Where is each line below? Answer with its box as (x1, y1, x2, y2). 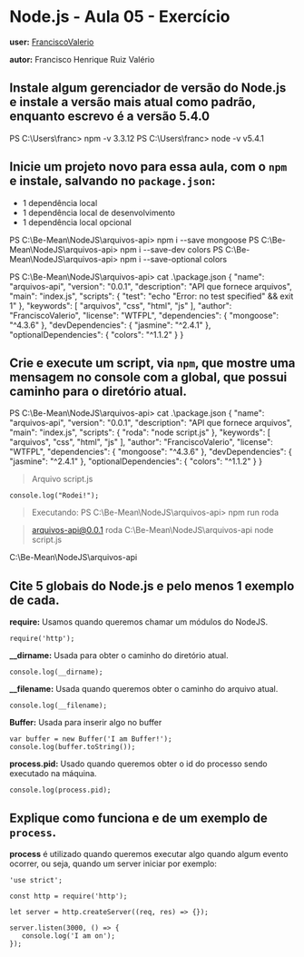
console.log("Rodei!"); (9, 491, 100, 500)
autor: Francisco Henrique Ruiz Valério (9, 54, 155, 64)
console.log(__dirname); (9, 667, 103, 677)
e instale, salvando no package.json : (9, 173, 216, 189)
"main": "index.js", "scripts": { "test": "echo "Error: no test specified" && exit (9, 291, 294, 301)
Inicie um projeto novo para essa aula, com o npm (9, 159, 288, 174)
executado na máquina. (9, 768, 97, 779)
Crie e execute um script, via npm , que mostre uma (9, 355, 296, 370)
